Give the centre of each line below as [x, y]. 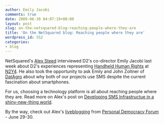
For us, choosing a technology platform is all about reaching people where [81, 91]
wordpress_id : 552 [24, 38]
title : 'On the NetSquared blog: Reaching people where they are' [75, 33]
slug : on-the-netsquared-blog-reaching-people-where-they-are [71, 28]
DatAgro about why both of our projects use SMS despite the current [76, 76]
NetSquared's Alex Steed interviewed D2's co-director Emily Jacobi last [79, 61]
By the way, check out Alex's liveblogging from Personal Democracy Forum [82, 112]
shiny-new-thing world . [29, 102]
